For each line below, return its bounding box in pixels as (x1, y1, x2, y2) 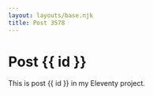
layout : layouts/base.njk (8, 11, 93, 20)
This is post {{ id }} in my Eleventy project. (8, 79, 146, 88)
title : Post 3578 (8, 19, 65, 27)
